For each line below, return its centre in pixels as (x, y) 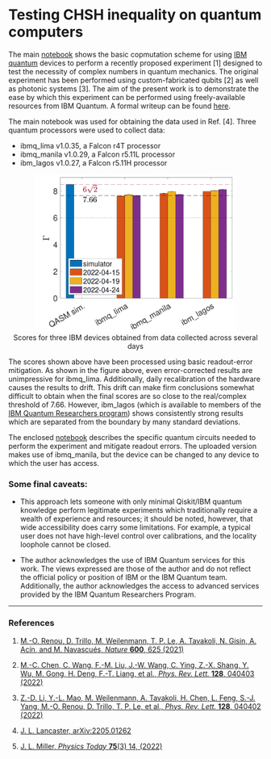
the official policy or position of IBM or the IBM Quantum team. (124, 577)
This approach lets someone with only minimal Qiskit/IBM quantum (131, 501)
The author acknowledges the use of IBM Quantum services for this (133, 560)
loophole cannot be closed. (65, 545)
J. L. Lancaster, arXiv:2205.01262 (75, 730)
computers (46, 32)
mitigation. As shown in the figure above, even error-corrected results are (131, 371)
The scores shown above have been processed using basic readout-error (131, 362)
